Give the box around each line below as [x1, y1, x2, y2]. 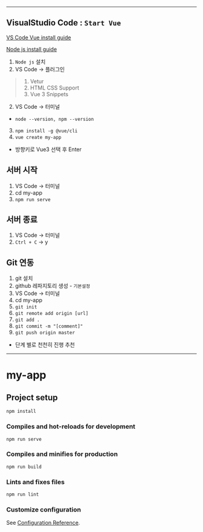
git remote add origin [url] [14, 311, 89, 317]
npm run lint [6, 491, 39, 498]
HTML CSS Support [30, 84, 80, 91]
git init [14, 304, 37, 310]
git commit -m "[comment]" [14, 323, 83, 329]
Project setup [6, 392, 59, 403]
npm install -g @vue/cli [14, 128, 78, 134]
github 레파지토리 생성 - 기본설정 [14, 282, 91, 290]
